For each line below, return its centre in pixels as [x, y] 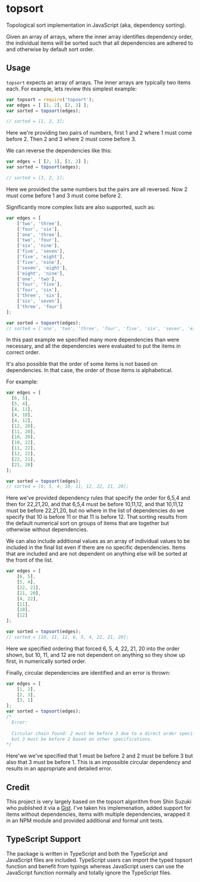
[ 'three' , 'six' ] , [40, 296]
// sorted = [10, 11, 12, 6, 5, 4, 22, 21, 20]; [68, 637]
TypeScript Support [44, 839]
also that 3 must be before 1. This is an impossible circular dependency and [99, 762]
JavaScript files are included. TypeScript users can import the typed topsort [99, 860]
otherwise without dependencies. [47, 529]
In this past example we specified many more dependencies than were [93, 340]
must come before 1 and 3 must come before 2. [64, 195]
